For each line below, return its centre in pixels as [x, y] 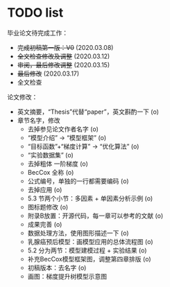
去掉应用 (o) [45, 189]
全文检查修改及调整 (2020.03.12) [63, 56]
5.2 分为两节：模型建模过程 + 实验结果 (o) [87, 250]
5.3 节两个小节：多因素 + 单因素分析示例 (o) [90, 198]
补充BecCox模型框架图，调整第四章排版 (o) [89, 259]
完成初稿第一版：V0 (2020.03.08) [65, 47]
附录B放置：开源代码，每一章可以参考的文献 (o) [95, 216]
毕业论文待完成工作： [37, 33]
